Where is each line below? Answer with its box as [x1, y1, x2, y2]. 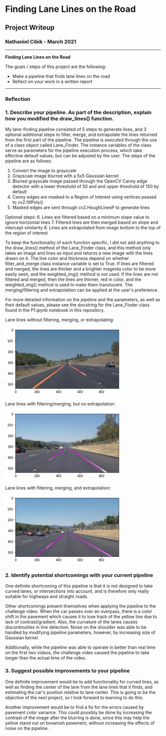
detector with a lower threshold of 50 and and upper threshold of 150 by [12, 184, 159, 190]
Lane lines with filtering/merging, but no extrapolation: [5, 401, 116, 407]
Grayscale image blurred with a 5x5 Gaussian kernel [12, 173, 119, 179]
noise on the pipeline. [5, 725, 49, 731]
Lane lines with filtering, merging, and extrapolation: [5, 485, 111, 491]
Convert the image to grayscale [12, 168, 77, 174]
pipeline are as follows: [5, 158, 52, 164]
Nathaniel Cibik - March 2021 [5, 38, 77, 45]
